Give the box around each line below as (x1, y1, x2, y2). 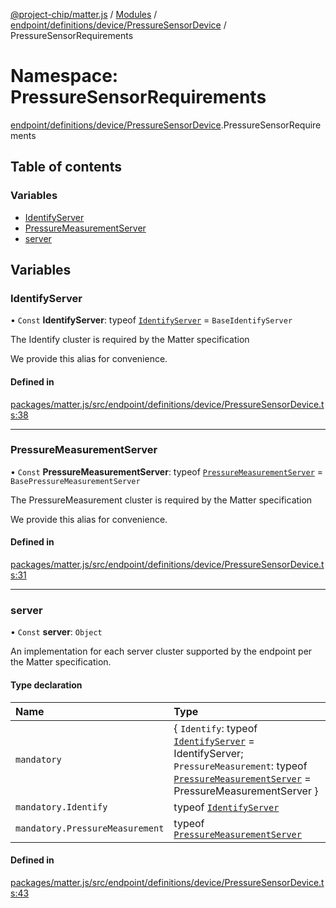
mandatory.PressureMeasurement (15, 822, 165, 834)
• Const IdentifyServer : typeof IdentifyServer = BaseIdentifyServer (10, 314, 293, 326)
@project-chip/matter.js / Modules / (10, 9, 158, 20)
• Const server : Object (10, 626, 103, 638)
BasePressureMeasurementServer (10, 476, 141, 486)
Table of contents (10, 159, 122, 176)
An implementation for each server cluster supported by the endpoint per (10, 645, 313, 658)
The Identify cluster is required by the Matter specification (10, 334, 250, 346)
